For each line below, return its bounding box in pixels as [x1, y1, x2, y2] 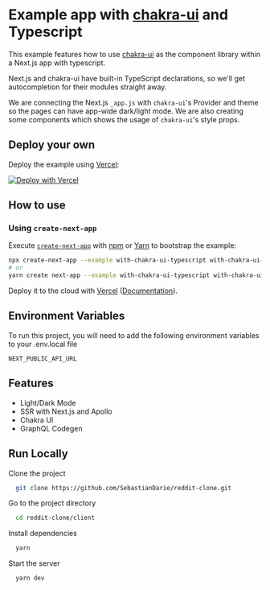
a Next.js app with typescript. [8, 58, 106, 68]
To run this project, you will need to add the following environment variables [8, 330, 260, 340]
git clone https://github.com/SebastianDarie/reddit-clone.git [15, 484, 231, 492]
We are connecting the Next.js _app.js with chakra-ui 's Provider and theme [8, 97, 259, 107]
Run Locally [8, 447, 68, 460]
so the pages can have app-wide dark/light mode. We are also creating [8, 106, 243, 116]
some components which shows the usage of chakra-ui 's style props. [8, 114, 240, 124]
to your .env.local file [8, 339, 78, 349]
